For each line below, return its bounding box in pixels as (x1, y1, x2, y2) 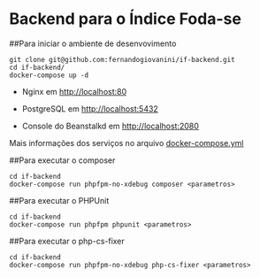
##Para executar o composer (9, 155, 116, 166)
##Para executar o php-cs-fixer (9, 236, 126, 246)
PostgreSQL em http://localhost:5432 (21, 103, 159, 114)
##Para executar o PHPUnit (9, 195, 110, 205)
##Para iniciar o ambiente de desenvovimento (9, 38, 177, 49)
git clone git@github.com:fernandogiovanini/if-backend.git (9, 55, 236, 64)
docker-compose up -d (9, 71, 89, 80)
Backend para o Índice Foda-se (9, 9, 241, 29)
